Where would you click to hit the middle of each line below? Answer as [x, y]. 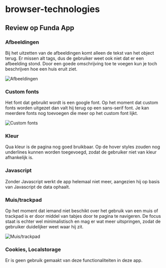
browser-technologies [52, 9]
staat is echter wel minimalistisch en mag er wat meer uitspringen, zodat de [83, 221]
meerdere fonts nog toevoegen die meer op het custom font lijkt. [72, 113]
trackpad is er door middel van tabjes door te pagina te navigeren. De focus [83, 216]
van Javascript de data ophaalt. [38, 187]
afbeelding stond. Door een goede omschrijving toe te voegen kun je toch [81, 63]
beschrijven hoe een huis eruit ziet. [41, 69]
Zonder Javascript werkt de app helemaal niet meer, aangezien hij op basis [82, 181]
